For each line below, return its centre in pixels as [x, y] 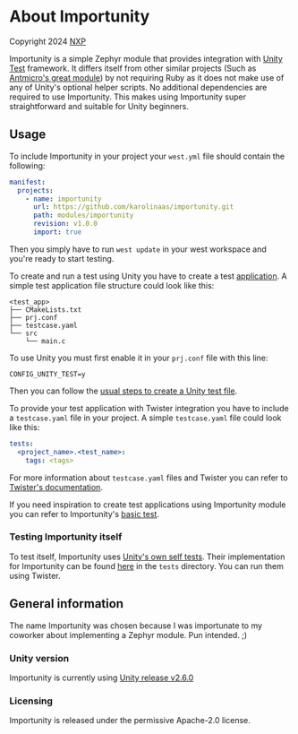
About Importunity [80, 17]
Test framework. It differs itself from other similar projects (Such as [133, 68]
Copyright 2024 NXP [48, 41]
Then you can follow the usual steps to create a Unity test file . [123, 391]
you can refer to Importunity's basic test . [84, 514]
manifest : [28, 182]
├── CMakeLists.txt [46, 310]
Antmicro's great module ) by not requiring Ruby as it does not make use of [147, 77]
